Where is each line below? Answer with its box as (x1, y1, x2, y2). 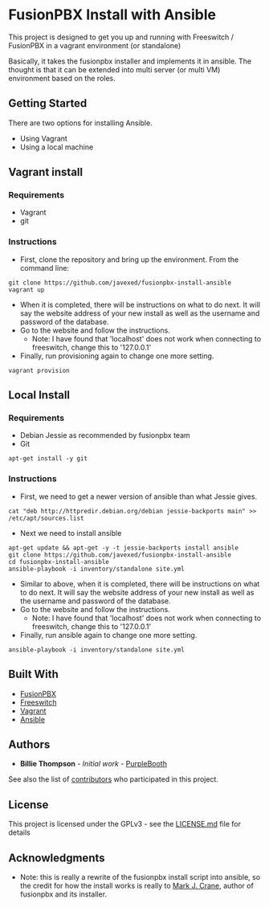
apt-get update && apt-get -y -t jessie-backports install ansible (8, 544, 239, 552)
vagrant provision (8, 366, 70, 374)
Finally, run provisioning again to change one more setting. (19, 351, 214, 361)
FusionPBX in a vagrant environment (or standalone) (8, 40, 181, 50)
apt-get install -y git (8, 455, 88, 463)
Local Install (8, 388, 71, 402)
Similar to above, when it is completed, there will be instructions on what (19, 578, 260, 588)
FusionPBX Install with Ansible (8, 6, 217, 24)
